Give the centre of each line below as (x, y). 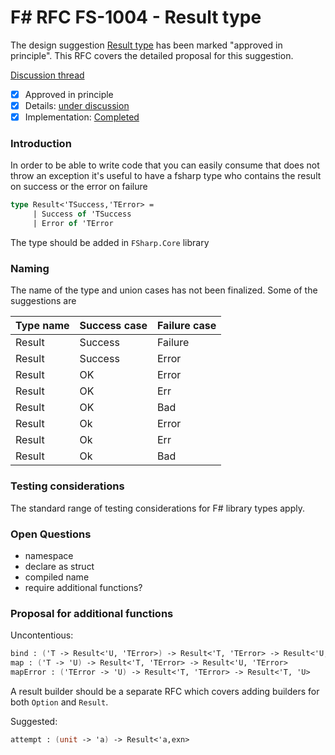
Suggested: (34, 721)
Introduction (41, 144)
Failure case (186, 326)
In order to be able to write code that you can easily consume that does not (165, 165)
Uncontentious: (42, 635)
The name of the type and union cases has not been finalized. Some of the (164, 290)
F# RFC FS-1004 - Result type (136, 17)
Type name (42, 326)
